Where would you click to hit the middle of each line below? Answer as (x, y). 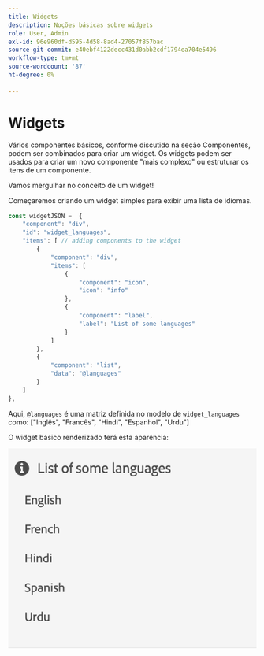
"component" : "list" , (86, 365)
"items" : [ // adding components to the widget (102, 241)
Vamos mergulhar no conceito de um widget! (81, 185)
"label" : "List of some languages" (137, 324)
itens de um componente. (50, 170)
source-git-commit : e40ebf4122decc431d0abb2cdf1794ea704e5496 (112, 50)
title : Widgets (33, 17)
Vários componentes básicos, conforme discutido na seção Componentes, (129, 145)
